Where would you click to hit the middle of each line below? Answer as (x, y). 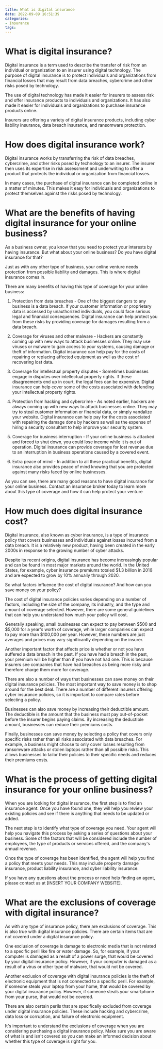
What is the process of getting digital (81, 779)
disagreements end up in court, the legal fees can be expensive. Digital (83, 382)
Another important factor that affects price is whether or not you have (75, 649)
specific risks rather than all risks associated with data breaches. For (74, 739)
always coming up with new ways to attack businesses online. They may (84, 406)
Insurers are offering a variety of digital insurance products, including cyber (81, 120)
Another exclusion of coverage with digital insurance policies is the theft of (80, 976)
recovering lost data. (33, 362)
